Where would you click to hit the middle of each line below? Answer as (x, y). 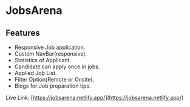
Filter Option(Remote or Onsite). (54, 79)
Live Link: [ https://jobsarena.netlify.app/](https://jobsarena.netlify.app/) (95, 98)
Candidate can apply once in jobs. (57, 66)
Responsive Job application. (50, 47)
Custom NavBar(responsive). (51, 54)
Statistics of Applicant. (42, 60)
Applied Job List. (36, 73)
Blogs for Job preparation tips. (53, 86)
